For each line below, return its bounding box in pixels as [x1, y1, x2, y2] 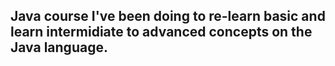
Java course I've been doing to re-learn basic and [10, 8, 326, 25]
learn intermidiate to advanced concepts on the [10, 24, 313, 41]
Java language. [10, 39, 108, 56]
